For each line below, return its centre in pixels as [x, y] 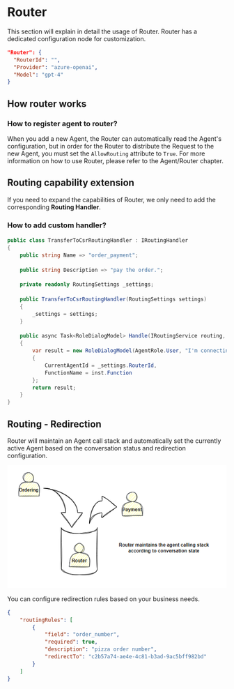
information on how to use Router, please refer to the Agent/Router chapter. [116, 161]
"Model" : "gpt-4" [39, 75]
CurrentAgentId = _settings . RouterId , [101, 365]
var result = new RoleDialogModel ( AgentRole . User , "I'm [115, 351]
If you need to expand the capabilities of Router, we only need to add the [111, 199]
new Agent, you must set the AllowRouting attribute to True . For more [106, 153]
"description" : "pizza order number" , [101, 649]
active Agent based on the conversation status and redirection [96, 448]
